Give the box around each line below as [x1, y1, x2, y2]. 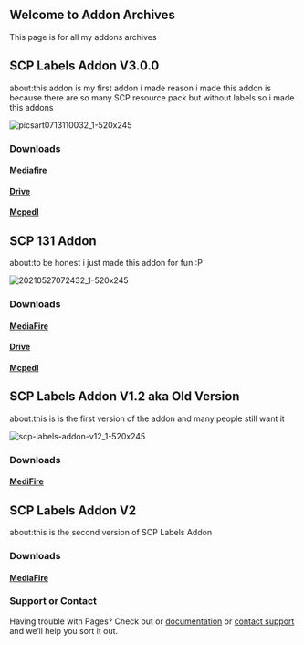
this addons [9, 101, 54, 112]
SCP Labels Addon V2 [9, 502, 137, 518]
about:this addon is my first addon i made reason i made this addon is [9, 82, 272, 93]
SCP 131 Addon [9, 233, 98, 248]
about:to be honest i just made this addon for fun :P [9, 258, 204, 269]
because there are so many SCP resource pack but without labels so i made [9, 91, 295, 103]
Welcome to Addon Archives [9, 7, 176, 23]
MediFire [9, 476, 44, 487]
